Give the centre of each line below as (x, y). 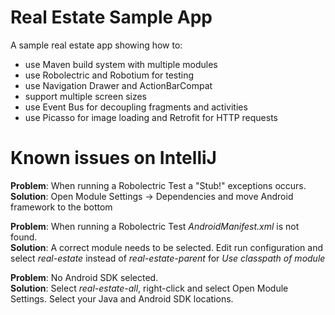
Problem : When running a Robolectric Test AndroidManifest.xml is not (155, 226)
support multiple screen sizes (85, 96)
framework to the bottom (61, 207)
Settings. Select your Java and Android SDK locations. (122, 298)
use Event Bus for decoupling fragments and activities (136, 107)
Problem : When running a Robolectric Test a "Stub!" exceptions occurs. (158, 185)
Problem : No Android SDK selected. (84, 277)
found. (24, 237)
